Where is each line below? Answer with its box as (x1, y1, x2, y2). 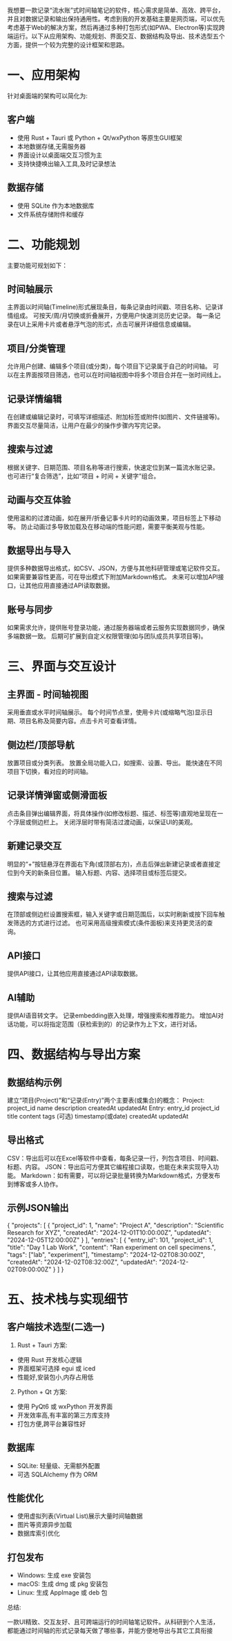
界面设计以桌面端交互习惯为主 (17, 151, 102, 159)
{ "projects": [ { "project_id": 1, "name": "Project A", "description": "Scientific (7, 1221, 224, 1229)
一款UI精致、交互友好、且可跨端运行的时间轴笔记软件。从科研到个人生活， (7, 1618, 220, 1626)
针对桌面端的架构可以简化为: (7, 91, 88, 100)
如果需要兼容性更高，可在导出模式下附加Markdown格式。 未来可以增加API (7, 573, 219, 581)
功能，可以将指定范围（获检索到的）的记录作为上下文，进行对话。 (12, 1020, 201, 1028)
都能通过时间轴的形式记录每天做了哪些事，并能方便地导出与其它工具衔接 (7, 1626, 213, 1635)
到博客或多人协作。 (7, 1179, 62, 1188)
